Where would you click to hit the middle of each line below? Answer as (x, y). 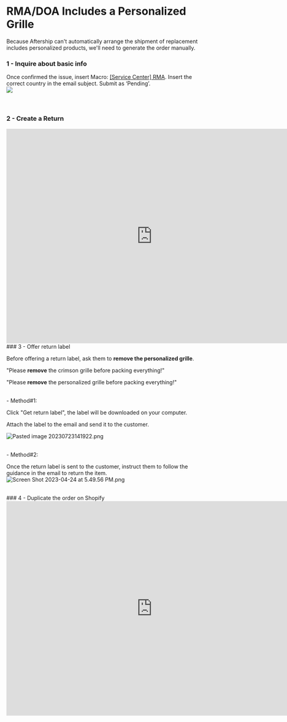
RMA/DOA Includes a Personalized (96, 11)
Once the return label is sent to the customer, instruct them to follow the (97, 466)
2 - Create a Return (35, 119)
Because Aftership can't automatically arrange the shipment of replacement (102, 41)
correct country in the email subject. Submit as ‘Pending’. (78, 83)
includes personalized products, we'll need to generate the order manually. (101, 48)
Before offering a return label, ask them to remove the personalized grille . (100, 358)
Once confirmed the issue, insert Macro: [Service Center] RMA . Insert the (99, 77)
